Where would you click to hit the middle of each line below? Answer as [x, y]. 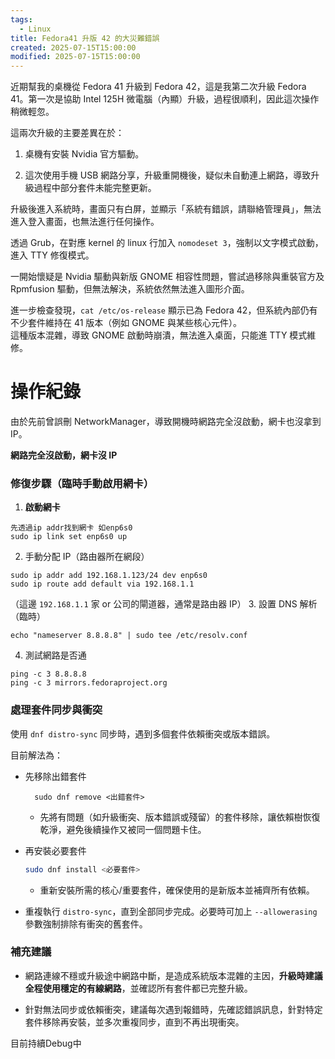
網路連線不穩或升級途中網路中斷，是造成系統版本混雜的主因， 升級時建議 [173, 975]
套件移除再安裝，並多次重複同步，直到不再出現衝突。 [134, 1022]
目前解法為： [36, 755]
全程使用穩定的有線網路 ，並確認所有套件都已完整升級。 [138, 988]
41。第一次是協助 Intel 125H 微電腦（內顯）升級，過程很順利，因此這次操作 [165, 99]
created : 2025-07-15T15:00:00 [73, 47]
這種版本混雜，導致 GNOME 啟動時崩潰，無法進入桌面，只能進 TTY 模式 [159, 335]
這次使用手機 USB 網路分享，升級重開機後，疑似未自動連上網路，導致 [168, 175]
